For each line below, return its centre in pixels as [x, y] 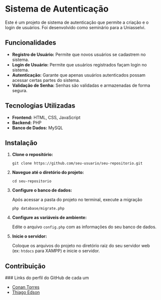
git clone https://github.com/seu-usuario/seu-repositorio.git [77, 163]
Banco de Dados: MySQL [37, 127]
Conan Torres [26, 287]
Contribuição [25, 266]
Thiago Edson [26, 292]
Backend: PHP [27, 123]
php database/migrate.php [38, 209]
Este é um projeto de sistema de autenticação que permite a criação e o [77, 22]
